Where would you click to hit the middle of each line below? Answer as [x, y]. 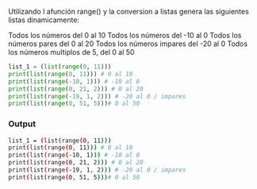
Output [22, 124]
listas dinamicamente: [44, 20]
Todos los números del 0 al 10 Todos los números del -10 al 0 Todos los [125, 35]
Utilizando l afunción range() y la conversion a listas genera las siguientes [129, 12]
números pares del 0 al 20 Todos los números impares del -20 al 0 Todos [128, 44]
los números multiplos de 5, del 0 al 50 [71, 52]
